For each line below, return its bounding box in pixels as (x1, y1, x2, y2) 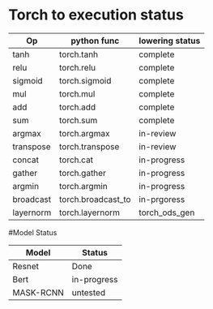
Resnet (12, 260, 39, 272)
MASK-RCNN (12, 286, 65, 298)
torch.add (59, 101, 96, 113)
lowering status (138, 35, 201, 46)
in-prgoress (138, 193, 185, 204)
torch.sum (59, 114, 98, 126)
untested (71, 286, 106, 298)
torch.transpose (59, 140, 120, 152)
